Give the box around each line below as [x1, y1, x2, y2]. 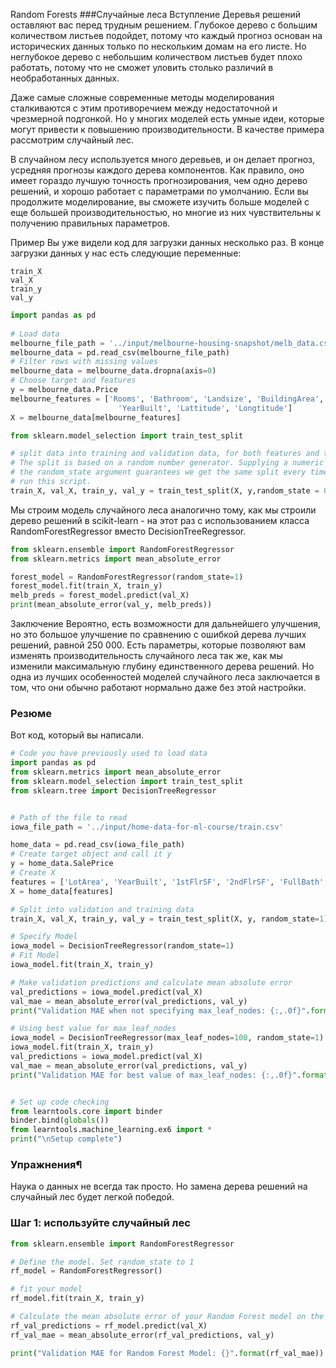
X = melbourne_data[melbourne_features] [10, 412, 182, 423]
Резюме [10, 706, 52, 720]
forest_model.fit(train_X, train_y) [10, 581, 163, 591]
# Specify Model [10, 932, 78, 942]
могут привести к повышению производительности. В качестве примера [10, 124, 325, 135]
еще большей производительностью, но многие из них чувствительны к [10, 207, 321, 218]
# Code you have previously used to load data [10, 749, 208, 759]
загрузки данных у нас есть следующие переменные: [10, 247, 242, 259]
